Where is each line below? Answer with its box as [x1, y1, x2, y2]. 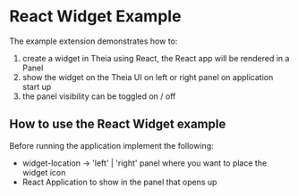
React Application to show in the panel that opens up [21, 176, 217, 187]
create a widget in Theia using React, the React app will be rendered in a [21, 53, 290, 63]
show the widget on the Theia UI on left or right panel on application [21, 71, 274, 82]
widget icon [21, 167, 66, 177]
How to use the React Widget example [9, 117, 226, 132]
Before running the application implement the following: [9, 140, 214, 151]
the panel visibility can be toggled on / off [21, 91, 176, 102]
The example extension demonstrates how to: [9, 36, 178, 46]
